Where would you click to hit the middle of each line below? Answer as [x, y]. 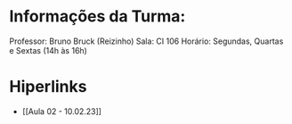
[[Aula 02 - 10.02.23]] [62, 111]
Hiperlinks [48, 87]
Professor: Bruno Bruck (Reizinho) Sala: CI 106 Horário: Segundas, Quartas [146, 41]
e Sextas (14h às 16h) [48, 50]
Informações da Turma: [97, 17]
